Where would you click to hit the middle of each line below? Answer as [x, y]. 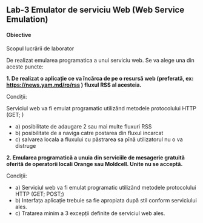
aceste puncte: [25, 67]
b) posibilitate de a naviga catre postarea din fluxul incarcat [89, 133]
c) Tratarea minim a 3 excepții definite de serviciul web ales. [90, 213]
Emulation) [27, 20]
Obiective [19, 35]
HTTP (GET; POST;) [40, 194]
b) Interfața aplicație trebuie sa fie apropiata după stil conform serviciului [106, 200]
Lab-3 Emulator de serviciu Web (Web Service [95, 10]
